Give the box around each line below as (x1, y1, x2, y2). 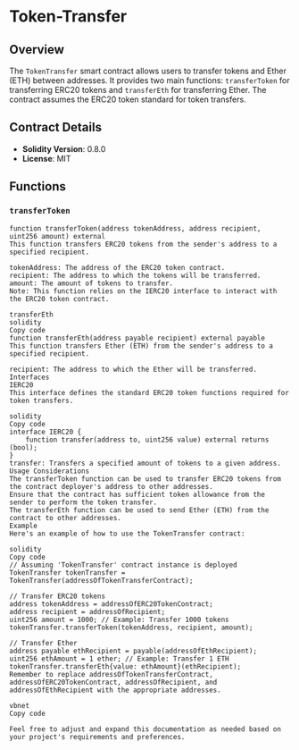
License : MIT (21, 153, 71, 164)
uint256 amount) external (9, 232, 105, 240)
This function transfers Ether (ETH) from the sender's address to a (9, 341, 274, 350)
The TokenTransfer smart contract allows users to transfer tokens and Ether (9, 65, 287, 76)
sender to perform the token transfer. (9, 498, 158, 507)
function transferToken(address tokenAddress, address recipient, (9, 223, 262, 233)
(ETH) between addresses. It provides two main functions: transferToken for (9, 75, 290, 86)
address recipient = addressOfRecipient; (9, 607, 166, 616)
